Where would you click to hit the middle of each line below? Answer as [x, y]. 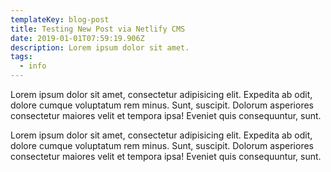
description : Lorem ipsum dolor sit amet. [100, 47]
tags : [21, 57]
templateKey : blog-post [60, 19]
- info [33, 66]
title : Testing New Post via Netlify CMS [98, 29]
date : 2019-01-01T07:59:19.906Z [77, 38]
